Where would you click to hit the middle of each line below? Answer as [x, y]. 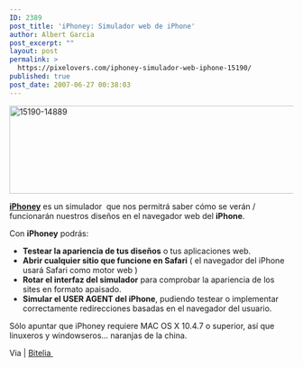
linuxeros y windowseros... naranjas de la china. [98, 335]
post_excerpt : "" [42, 43]
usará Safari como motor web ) [80, 270]
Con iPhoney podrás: [49, 233]
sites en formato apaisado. [72, 289]
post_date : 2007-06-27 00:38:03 [70, 85]
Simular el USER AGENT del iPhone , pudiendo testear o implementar [151, 298]
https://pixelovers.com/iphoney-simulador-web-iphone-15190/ [135, 69]
